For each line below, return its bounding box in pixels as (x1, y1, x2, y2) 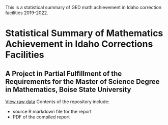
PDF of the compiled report (12, 114, 70, 120)
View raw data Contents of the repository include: (5, 99, 109, 105)
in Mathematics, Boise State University (5, 85, 131, 93)
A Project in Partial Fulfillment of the (5, 69, 122, 78)
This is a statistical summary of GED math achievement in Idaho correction (5, 5, 162, 10)
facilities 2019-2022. (5, 10, 48, 16)
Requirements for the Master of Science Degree (5, 77, 160, 86)
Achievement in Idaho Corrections (5, 38, 153, 50)
